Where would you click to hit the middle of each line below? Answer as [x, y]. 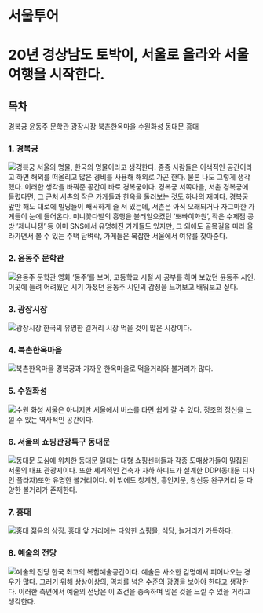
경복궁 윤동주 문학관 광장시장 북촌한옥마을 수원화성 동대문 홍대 [104, 127]
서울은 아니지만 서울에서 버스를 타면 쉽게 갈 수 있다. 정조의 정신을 [144, 409]
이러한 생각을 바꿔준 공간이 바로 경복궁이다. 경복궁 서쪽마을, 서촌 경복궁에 [137, 187]
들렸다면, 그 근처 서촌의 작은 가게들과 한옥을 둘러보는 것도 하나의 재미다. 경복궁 [128, 196]
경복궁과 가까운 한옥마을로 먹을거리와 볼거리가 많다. [135, 369]
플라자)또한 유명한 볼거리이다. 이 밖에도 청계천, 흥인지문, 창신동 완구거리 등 [130, 479]
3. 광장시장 [28, 309]
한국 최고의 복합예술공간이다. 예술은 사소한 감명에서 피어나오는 [147, 571]
